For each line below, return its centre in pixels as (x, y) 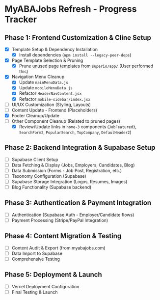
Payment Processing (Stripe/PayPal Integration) (60, 220)
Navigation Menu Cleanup (38, 77)
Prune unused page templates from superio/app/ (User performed (86, 66)
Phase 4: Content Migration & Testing (63, 236)
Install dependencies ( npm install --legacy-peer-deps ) (75, 55)
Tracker (21, 19)
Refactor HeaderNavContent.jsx (50, 93)
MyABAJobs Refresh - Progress (71, 9)
